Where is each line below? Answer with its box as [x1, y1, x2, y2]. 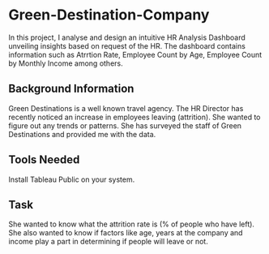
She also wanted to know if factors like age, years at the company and [8, 228, 243, 238]
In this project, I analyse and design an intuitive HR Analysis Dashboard [8, 32, 246, 42]
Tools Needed [8, 153, 80, 167]
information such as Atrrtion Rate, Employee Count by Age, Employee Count [8, 50, 263, 59]
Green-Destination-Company [8, 6, 210, 24]
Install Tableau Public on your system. [8, 174, 135, 184]
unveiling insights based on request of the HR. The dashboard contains [8, 41, 246, 50]
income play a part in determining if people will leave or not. [8, 237, 208, 247]
